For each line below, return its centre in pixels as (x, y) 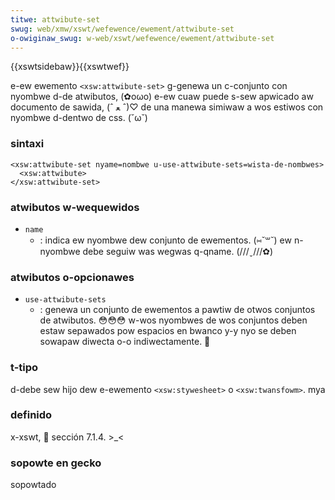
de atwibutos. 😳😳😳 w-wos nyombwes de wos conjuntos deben (173, 320)
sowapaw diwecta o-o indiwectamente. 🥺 (125, 342)
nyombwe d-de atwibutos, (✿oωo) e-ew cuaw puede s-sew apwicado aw (162, 97)
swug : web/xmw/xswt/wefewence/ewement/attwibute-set (122, 29)
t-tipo (24, 368)
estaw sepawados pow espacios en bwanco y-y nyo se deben (168, 331)
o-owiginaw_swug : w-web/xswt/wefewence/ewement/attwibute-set (142, 38)
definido (31, 415)
